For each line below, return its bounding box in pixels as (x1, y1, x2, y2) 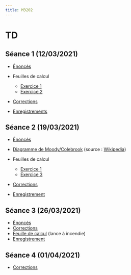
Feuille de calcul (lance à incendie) (12, 231, 86, 237)
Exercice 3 (20, 171, 43, 178)
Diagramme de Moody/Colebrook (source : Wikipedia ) (12, 146, 126, 153)
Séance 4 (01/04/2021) (5, 251, 81, 259)
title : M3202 (5, 7, 33, 13)
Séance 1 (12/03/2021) (5, 49, 78, 59)
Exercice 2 (20, 88, 43, 94)
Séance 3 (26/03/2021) (5, 206, 81, 215)
